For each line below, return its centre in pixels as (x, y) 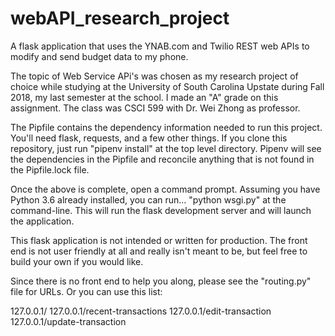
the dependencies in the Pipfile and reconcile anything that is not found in (162, 159)
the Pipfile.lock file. (50, 169)
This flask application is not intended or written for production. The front (159, 240)
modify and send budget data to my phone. (99, 56)
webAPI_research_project (120, 18)
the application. (42, 221)
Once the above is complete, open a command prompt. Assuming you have (165, 189)
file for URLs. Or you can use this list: (86, 291)
